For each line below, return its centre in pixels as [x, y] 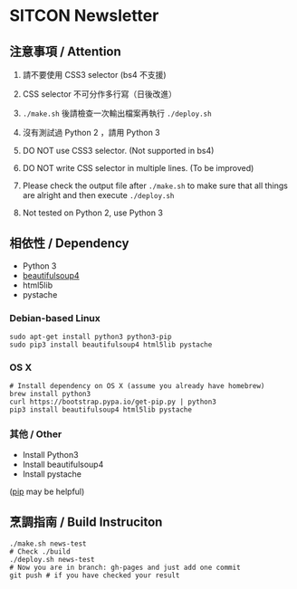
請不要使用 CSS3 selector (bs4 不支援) [94, 75]
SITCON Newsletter [84, 16]
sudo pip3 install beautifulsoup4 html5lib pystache [111, 345]
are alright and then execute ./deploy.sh [98, 195]
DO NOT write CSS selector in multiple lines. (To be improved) [138, 168]
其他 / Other [36, 434]
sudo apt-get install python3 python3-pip [91, 337]
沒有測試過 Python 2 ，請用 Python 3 [91, 133]
